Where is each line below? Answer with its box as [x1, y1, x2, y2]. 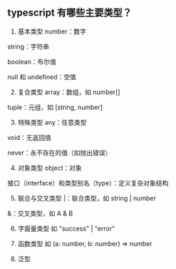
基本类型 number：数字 [17, 27, 87, 36]
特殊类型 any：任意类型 [17, 118, 87, 126]
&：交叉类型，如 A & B [7, 209, 73, 218]
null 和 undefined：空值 [7, 72, 77, 81]
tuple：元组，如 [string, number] [7, 103, 103, 111]
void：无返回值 [7, 133, 51, 141]
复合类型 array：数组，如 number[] [17, 88, 120, 96]
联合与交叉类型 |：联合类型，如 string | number [17, 193, 157, 202]
